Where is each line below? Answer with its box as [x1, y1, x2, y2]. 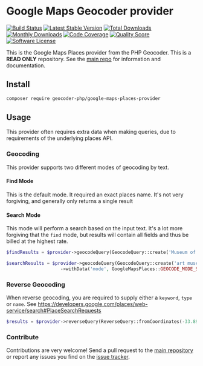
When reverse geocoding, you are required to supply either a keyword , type [6, 294, 192, 301]
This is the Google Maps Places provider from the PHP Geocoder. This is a [6, 48, 192, 56]
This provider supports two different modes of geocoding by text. [6, 164, 169, 171]
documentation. [6, 62, 46, 69]
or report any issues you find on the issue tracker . [6, 353, 130, 361]
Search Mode [6, 211, 41, 219]
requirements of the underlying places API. [6, 135, 113, 142]
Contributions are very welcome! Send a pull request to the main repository [6, 347, 193, 354]
